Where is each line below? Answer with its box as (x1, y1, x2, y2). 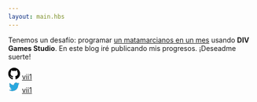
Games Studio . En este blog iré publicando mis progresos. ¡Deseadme (8, 43, 237, 53)
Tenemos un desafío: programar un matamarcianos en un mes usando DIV (8, 35, 250, 45)
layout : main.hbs (8, 13, 65, 20)
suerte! (8, 52, 31, 61)
